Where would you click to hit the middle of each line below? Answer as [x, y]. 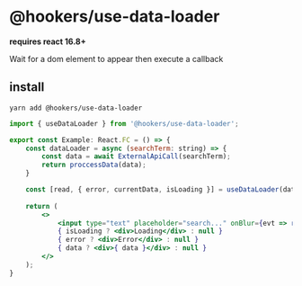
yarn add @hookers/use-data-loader [76, 108]
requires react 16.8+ [48, 41]
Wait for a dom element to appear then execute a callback [116, 58]
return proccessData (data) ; [94, 165]
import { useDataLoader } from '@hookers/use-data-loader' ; [124, 123]
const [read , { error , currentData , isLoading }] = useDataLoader [152, 190]
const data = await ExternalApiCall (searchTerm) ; [136, 156]
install [27, 87]
